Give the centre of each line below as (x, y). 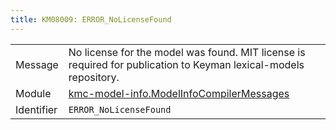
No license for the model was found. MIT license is (187, 52)
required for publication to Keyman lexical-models (186, 64)
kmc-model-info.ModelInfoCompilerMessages (179, 93)
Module (33, 93)
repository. (94, 77)
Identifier (36, 109)
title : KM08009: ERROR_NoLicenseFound (91, 19)
